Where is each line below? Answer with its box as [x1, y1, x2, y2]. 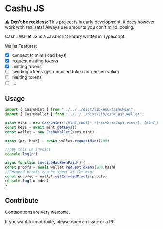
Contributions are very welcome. [5, 210, 70, 215]
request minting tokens [12, 58, 58, 64]
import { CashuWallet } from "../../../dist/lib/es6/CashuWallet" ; [5, 112, 145, 117]
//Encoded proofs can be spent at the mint [5, 169, 95, 174]
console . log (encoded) [5, 178, 49, 183]
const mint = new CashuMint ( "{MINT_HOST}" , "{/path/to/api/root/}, [5, 120, 142, 125]
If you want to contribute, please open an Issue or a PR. [5, 219, 116, 225]
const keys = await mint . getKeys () [5, 125, 77, 130]
